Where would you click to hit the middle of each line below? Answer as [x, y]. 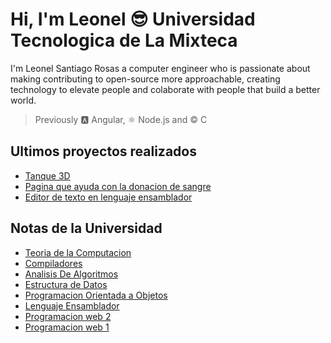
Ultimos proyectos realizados [103, 151]
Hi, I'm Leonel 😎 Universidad [133, 19]
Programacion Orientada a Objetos [96, 295]
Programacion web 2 [68, 316]
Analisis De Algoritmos [71, 274]
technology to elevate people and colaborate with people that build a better [165, 89]
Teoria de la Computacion [78, 252]
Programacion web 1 [67, 327]
